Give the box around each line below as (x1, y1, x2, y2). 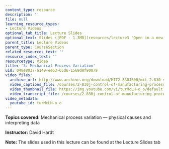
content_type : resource (5, 7, 55, 13)
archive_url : (10, 77, 37, 82)
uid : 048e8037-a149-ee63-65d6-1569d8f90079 (5, 68, 98, 73)
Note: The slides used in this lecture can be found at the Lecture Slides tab (5, 139, 161, 145)
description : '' (5, 12, 39, 17)
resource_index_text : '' (5, 54, 57, 59)
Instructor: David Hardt (5, 129, 54, 135)
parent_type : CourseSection (5, 45, 64, 50)
